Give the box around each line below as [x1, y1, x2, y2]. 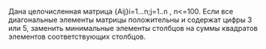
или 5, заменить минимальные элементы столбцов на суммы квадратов [8, 24, 259, 32]
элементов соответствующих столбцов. [8, 32, 146, 41]
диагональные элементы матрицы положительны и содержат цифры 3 [8, 15, 252, 24]
